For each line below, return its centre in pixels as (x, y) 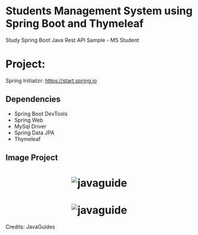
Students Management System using (99, 11)
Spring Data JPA (34, 133)
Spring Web (29, 120)
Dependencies (33, 99)
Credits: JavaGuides (30, 227)
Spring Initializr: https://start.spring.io (51, 80)
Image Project (32, 158)
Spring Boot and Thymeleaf (75, 23)
